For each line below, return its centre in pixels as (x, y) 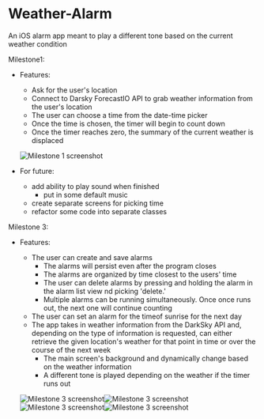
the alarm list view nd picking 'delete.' (104, 291)
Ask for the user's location (74, 90)
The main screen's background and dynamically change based (146, 358)
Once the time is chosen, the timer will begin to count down (128, 123)
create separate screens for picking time (98, 203)
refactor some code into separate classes (99, 211)
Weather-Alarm (60, 14)
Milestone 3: (28, 227)
